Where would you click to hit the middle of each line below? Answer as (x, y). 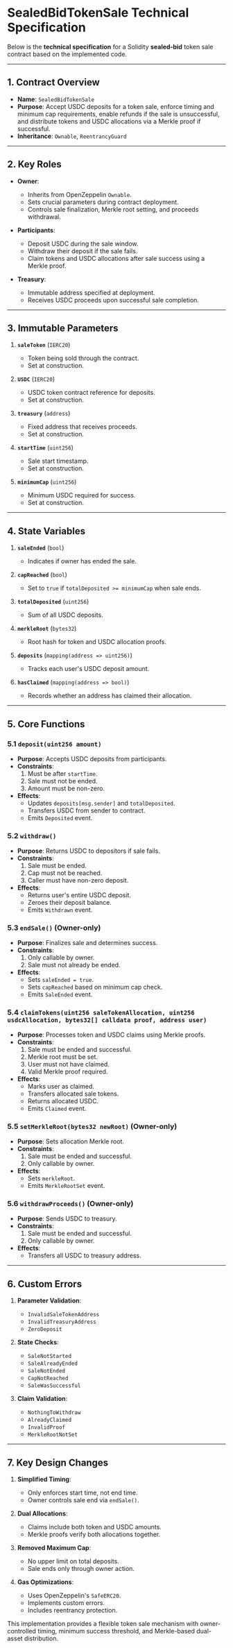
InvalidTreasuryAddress (62, 1322)
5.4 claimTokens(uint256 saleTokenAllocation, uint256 (101, 1012)
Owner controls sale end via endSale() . (84, 1500)
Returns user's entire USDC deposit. (79, 895)
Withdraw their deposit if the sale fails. (83, 250)
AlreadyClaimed (49, 1420)
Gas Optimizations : (45, 1582)
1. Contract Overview (54, 82)
